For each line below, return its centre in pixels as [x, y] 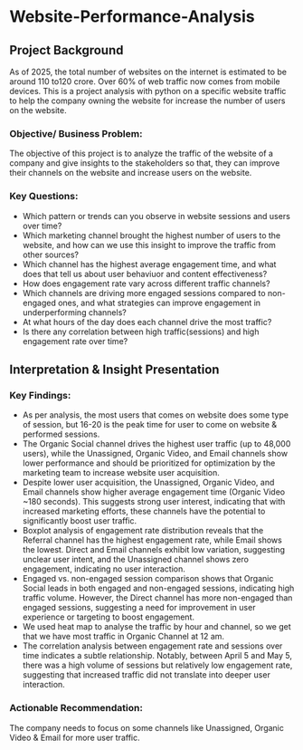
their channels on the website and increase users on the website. [131, 173]
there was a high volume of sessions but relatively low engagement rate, [157, 665]
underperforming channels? [74, 312]
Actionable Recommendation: [76, 708]
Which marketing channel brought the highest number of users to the [151, 235]
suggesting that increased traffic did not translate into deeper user [147, 675]
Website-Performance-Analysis [132, 17]
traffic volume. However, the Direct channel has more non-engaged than [157, 598]
